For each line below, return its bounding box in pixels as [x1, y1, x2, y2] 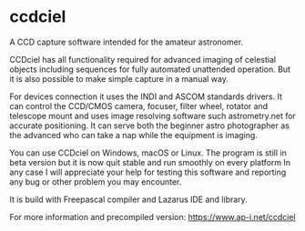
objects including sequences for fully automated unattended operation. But [9, 64, 291, 75]
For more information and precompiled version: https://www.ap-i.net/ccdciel [9, 211, 296, 222]
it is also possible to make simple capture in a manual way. [9, 73, 229, 84]
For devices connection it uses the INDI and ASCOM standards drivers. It [9, 91, 282, 102]
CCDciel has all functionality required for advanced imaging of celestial [9, 54, 276, 65]
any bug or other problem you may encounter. [9, 176, 182, 187]
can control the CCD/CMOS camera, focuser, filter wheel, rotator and [9, 100, 269, 111]
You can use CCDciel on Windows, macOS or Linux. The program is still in [9, 147, 287, 158]
